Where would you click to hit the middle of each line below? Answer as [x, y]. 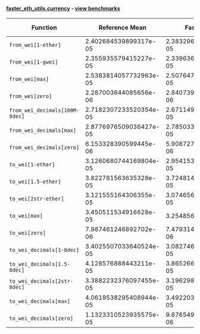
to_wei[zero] [28, 233]
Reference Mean [123, 28]
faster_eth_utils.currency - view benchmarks [63, 8]
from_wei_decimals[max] [43, 130]
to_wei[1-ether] [32, 165]
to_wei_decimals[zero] [41, 319]
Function [45, 28]
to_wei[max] [26, 216]
